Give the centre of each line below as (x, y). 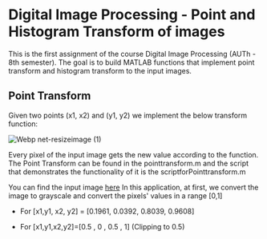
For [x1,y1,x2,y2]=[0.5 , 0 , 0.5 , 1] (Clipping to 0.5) (102, 226)
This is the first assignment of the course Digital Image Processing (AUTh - (132, 54)
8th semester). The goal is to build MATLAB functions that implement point (131, 62)
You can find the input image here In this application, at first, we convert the (133, 187)
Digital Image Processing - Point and (132, 15)
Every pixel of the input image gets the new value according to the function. (133, 154)
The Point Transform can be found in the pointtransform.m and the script (129, 163)
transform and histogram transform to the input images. (100, 70)
